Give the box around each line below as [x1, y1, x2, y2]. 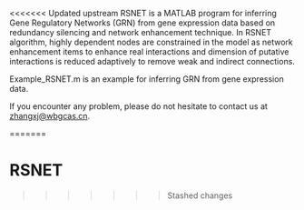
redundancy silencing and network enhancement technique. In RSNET [9, 27, 272, 37]
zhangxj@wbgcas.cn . [9, 111, 91, 121]
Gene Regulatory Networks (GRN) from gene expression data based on [9, 17, 276, 28]
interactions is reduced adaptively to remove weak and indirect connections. [9, 56, 295, 66]
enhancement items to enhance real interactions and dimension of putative [9, 46, 289, 57]
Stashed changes [167, 190, 233, 201]
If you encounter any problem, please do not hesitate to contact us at [9, 101, 268, 112]
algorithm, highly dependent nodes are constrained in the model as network [9, 36, 293, 47]
